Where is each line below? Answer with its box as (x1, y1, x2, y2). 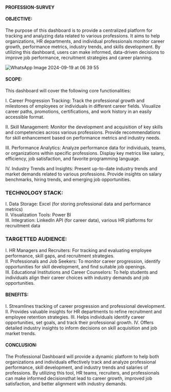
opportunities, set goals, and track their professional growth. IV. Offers (5, 319, 154, 325)
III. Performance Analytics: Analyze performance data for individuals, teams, (5, 145, 166, 151)
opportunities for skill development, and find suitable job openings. (5, 263, 146, 269)
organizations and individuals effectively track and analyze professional (5, 359, 156, 365)
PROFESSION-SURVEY (5, 4, 55, 10)
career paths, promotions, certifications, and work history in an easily (5, 108, 152, 114)
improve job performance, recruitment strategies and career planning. (5, 54, 153, 61)
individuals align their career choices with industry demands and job (5, 275, 149, 281)
